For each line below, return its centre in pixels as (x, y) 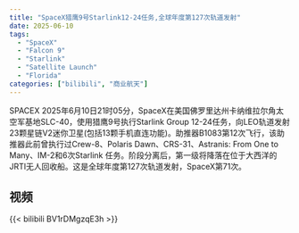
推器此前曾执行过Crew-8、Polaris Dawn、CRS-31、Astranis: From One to (144, 144)
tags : (19, 34)
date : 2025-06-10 (42, 26)
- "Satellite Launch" (58, 68)
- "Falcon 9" (42, 51)
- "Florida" (40, 76)
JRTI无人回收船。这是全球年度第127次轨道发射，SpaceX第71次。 (128, 166)
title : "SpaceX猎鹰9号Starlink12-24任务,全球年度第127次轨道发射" (125, 17)
